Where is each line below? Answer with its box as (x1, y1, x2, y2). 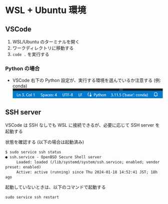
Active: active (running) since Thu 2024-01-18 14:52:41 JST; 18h (16, 169, 157, 174)
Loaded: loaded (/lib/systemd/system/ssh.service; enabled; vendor (16, 159, 160, 164)
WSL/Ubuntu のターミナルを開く (12, 39, 80, 45)
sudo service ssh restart (5, 194, 59, 199)
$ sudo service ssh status (5, 149, 61, 154)
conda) (12, 83, 27, 89)
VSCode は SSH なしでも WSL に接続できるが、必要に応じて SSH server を (5, 122, 160, 128)
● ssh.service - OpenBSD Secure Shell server (5, 154, 101, 159)
